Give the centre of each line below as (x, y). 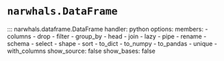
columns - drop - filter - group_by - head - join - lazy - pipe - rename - (107, 36)
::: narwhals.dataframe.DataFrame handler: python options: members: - (108, 29)
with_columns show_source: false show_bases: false (81, 51)
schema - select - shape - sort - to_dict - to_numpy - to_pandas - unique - (112, 43)
